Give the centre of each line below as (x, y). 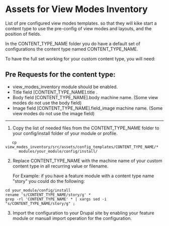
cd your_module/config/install (38, 190)
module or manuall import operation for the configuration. (72, 218)
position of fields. (23, 34)
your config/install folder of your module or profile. (65, 133)
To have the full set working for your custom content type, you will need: (80, 58)
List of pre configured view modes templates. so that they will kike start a (81, 23)
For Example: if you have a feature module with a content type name (83, 176)
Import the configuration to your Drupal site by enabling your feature (83, 213)
